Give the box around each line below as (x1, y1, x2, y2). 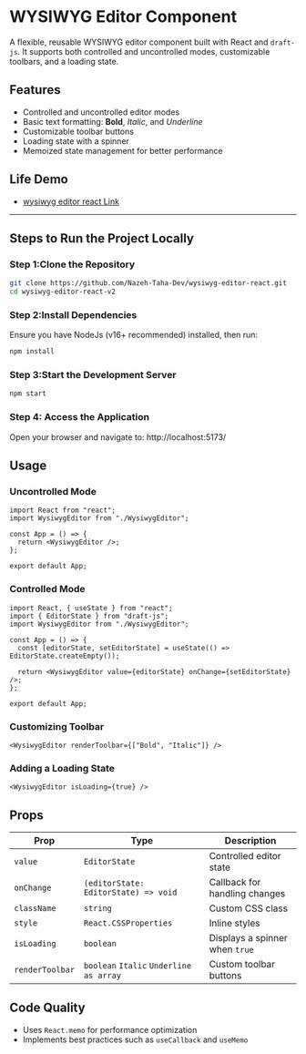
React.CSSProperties (83, 918, 173, 928)
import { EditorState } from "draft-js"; (9, 611, 169, 620)
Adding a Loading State (9, 762, 116, 774)
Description (224, 834, 277, 847)
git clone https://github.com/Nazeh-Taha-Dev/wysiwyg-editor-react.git (9, 279, 287, 288)
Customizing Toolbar (9, 720, 105, 732)
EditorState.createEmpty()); (9, 651, 120, 660)
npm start (9, 389, 47, 398)
